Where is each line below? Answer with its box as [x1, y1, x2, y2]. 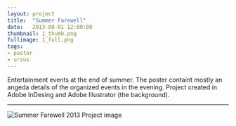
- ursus [7, 56, 30, 63]
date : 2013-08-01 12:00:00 [7, 23, 93, 30]
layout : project [7, 10, 55, 18]
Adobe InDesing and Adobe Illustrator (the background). [7, 90, 170, 99]
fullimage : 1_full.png [7, 37, 74, 44]
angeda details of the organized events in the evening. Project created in [7, 82, 218, 92]
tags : [7, 43, 23, 50]
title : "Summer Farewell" [7, 17, 86, 24]
